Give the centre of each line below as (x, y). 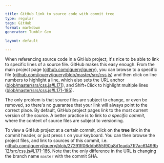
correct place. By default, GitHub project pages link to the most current (76, 110)
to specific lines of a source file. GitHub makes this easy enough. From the (80, 64)
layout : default (21, 41)
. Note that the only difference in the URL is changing (103, 151)
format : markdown (23, 27)
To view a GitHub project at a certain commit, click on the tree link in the (78, 130)
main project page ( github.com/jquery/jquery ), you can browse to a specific (81, 70)
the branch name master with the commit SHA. (52, 156)
